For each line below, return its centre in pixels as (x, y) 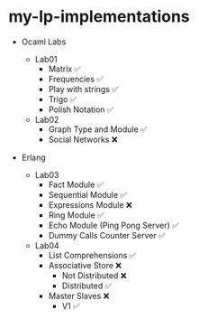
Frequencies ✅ (76, 79)
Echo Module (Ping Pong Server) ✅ (113, 225)
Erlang (33, 157)
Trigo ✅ (63, 99)
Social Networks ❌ (83, 139)
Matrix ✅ (65, 69)
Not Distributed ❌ (94, 275)
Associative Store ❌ (85, 265)
